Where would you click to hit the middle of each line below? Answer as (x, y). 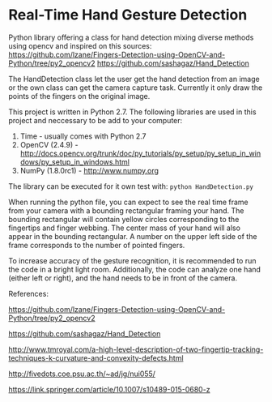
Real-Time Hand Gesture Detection (128, 15)
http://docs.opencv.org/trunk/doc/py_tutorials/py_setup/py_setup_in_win (140, 153)
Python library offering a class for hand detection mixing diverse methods (131, 37)
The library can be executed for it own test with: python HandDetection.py (131, 186)
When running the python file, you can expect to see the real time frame (128, 202)
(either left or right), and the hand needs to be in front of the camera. (123, 278)
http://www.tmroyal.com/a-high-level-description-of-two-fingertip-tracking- (136, 349)
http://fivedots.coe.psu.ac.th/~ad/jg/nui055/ (82, 374)
